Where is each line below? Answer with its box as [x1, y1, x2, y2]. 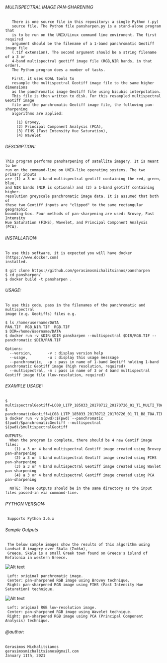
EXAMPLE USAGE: [5, 383, 43, 389]
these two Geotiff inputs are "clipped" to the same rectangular [5, 203, 143, 208]
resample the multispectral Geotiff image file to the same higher [11, 80, 155, 86]
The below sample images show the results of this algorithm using [7, 542, 150, 547]
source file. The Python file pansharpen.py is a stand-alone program [11, 24, 162, 29]
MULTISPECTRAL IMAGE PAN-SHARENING [5, 4, 93, 10]
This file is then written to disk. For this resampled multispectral [11, 94, 162, 99]
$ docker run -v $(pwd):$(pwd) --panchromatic [5, 416, 103, 421]
